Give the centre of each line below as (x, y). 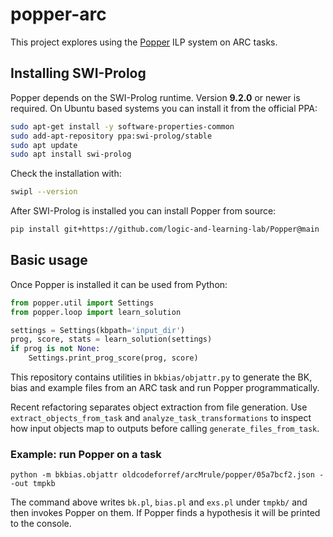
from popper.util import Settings (82, 303)
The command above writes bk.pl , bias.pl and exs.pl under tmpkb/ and (159, 502)
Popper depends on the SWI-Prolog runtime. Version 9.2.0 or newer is (155, 97)
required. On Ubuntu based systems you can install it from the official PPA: (164, 108)
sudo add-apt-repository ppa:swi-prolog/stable (111, 136)
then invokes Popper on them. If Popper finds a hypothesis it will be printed (165, 513)
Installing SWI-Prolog (78, 73)
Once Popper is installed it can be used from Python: (119, 284)
